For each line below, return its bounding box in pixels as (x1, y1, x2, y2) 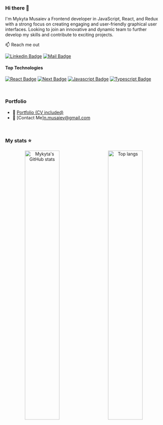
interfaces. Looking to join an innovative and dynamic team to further (5, 26, 147, 32)
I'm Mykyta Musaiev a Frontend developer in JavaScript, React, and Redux (5, 16, 159, 22)
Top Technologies (5, 64, 43, 70)
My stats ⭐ (5, 137, 32, 144)
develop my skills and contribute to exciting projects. (5, 32, 114, 38)
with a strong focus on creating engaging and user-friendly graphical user (5, 21, 157, 27)
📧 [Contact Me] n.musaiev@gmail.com (12, 114, 91, 120)
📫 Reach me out (5, 42, 40, 48)
